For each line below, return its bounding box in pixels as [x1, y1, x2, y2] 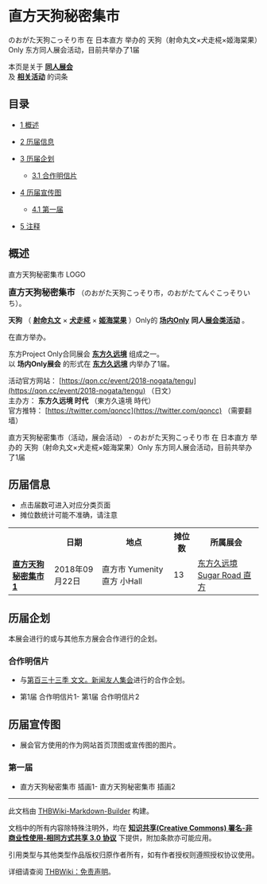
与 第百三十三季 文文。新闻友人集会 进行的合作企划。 [19, 675, 189, 684]
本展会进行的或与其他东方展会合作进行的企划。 [8, 634, 161, 644]
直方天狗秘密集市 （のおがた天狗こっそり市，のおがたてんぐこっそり [8, 287, 244, 298]
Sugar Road [197, 570, 242, 581]
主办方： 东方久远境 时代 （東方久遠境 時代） [8, 395, 156, 405]
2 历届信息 [19, 137, 55, 146]
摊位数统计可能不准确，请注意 [19, 510, 118, 520]
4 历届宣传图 [19, 188, 62, 197]
